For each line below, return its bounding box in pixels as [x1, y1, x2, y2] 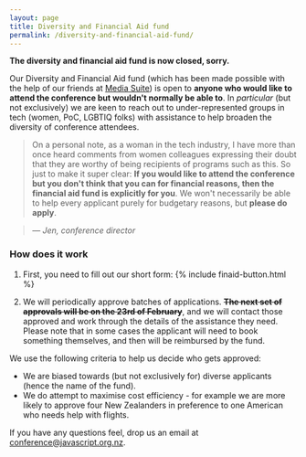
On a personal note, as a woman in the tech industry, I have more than [31, 139, 296, 151]
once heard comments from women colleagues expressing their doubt [31, 149, 297, 160]
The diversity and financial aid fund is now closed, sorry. [9, 56, 230, 67]
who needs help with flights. [22, 409, 130, 420]
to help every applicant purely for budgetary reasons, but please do [31, 197, 288, 208]
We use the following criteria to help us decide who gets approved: [9, 353, 262, 364]
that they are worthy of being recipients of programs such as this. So [31, 159, 291, 170]
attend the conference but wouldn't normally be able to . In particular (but [9, 92, 291, 103]
